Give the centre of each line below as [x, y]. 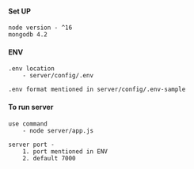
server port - [32, 145]
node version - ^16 [40, 28]
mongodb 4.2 [28, 35]
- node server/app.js [58, 130]
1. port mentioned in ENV [65, 151]
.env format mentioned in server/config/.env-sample [97, 90]
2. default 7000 [49, 158]
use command [28, 124]
